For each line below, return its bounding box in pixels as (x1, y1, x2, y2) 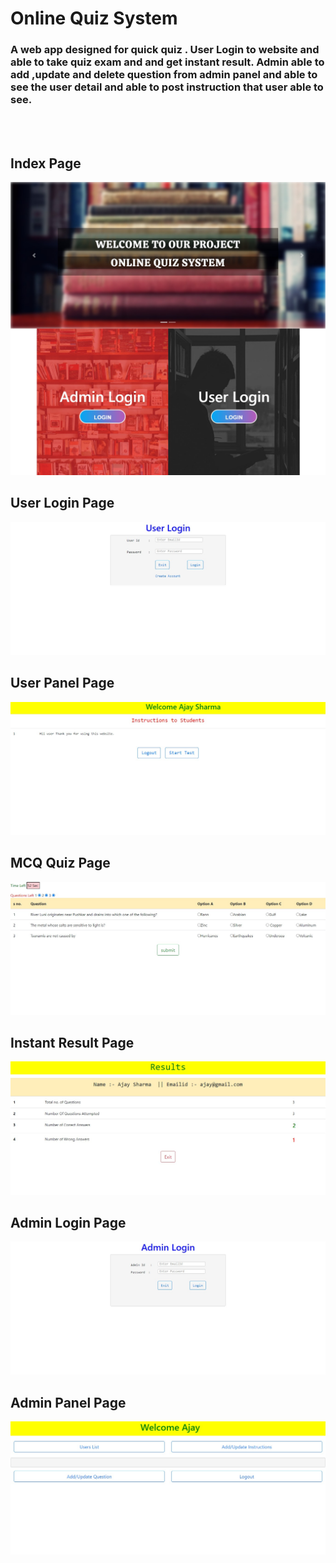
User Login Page (10, 495, 115, 512)
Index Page (10, 155, 82, 172)
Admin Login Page (10, 1214, 127, 1231)
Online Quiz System (10, 7, 178, 30)
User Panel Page (10, 675, 115, 692)
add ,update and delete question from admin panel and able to (10, 68, 318, 82)
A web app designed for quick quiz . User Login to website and (10, 43, 320, 57)
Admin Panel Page (10, 1394, 127, 1411)
